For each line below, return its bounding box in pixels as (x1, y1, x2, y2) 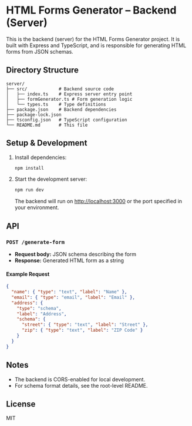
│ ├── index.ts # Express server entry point (6, 91, 133, 97)
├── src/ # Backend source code (6, 86, 114, 92)
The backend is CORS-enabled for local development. (14, 375, 146, 383)
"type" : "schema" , (16, 305, 62, 311)
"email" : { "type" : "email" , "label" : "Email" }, (11, 294, 135, 300)
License (6, 399, 36, 409)
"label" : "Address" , (16, 311, 67, 317)
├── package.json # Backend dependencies (6, 107, 117, 113)
